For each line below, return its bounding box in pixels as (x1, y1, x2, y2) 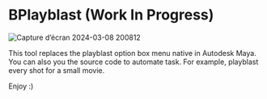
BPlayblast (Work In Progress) (8, 6, 214, 24)
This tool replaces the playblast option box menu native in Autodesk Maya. (8, 48, 256, 58)
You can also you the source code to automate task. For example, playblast (8, 57, 259, 67)
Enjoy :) (8, 81, 34, 91)
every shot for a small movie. (8, 65, 105, 75)
